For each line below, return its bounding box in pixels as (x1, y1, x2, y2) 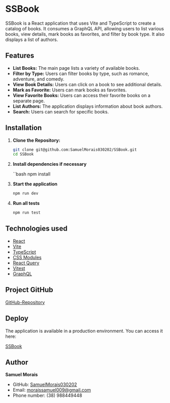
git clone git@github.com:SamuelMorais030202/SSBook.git (12, 147, 137, 152)
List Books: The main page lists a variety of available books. (12, 65, 140, 71)
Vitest (12, 265, 26, 271)
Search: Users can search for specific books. (12, 108, 109, 114)
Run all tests (12, 200, 40, 206)
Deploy (5, 314, 29, 323)
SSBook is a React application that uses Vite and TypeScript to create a (5, 20, 156, 26)
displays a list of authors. (5, 36, 58, 43)
